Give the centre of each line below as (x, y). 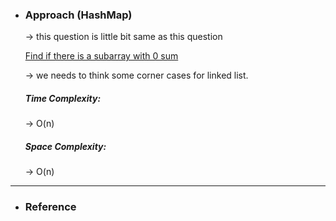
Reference (50, 207)
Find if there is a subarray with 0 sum (101, 56)
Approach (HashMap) (78, 15)
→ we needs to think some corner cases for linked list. (136, 75)
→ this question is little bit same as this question (123, 37)
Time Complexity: (63, 98)
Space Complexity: (65, 146)
